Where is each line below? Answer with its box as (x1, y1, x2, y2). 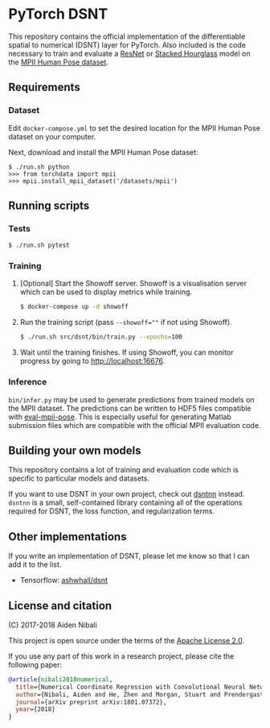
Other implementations (8, 530, 127, 543)
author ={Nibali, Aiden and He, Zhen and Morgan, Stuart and (15, 690, 221, 698)
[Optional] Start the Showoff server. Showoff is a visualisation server (19, 279, 247, 289)
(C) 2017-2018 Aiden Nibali (8, 620, 98, 630)
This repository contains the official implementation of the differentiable (8, 31, 246, 41)
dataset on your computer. (8, 131, 96, 141)
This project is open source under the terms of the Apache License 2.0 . (8, 635, 245, 645)
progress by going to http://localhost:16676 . (19, 356, 166, 366)
